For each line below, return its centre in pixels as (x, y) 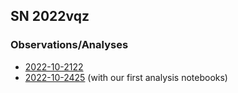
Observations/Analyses (69, 45)
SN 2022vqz (50, 16)
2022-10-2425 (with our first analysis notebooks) (126, 77)
